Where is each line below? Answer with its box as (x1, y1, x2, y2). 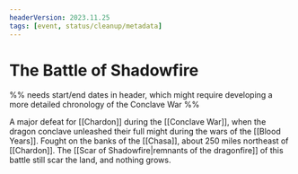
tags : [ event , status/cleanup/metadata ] (9, 22, 163, 30)
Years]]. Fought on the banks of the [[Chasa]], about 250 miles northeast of (9, 135, 289, 146)
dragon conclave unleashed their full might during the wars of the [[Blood (9, 126, 281, 137)
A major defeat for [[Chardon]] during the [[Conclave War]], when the (9, 117, 267, 127)
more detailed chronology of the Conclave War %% (9, 100, 200, 110)
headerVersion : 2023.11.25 (9, 13, 110, 22)
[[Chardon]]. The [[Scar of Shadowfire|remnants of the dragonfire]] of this (9, 145, 285, 156)
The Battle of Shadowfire (9, 60, 199, 81)
